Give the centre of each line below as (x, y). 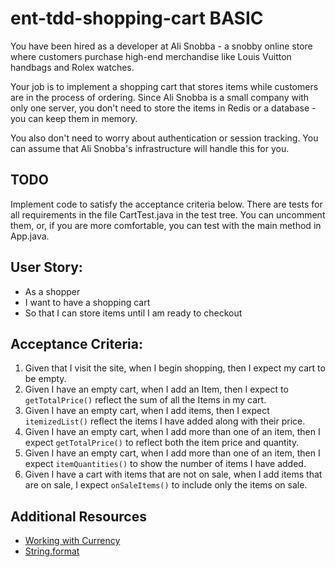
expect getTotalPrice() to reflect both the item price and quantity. (162, 443)
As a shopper (52, 291)
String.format (52, 551)
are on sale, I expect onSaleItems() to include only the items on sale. (166, 485)
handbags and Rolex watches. (72, 67)
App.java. (30, 236)
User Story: (46, 267)
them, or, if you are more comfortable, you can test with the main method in (166, 225)
